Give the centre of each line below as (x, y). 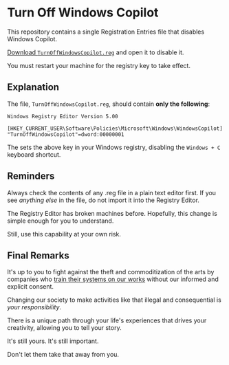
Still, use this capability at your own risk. (64, 234)
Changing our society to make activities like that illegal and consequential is (114, 300)
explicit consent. (30, 287)
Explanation (33, 87)
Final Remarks (39, 255)
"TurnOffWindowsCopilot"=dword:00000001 (66, 134)
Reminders (31, 176)
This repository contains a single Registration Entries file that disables (106, 32)
